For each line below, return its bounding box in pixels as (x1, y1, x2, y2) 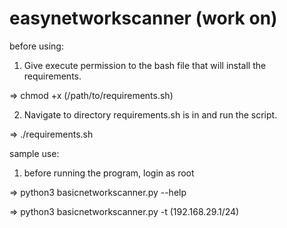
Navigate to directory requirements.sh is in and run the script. (23, 108, 278, 121)
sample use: (9, 147, 60, 159)
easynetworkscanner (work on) (9, 7, 278, 30)
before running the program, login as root (23, 167, 195, 179)
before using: (9, 40, 64, 52)
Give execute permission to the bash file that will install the (23, 59, 267, 71)
